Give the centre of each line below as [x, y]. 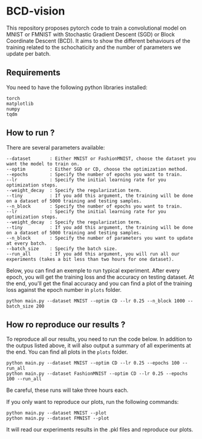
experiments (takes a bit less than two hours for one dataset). [90, 259]
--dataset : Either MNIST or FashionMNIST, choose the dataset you [101, 159]
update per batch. [29, 53]
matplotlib [20, 104]
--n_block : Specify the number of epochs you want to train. [94, 206]
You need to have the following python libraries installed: [77, 87]
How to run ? [31, 133]
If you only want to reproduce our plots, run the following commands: [93, 402]
